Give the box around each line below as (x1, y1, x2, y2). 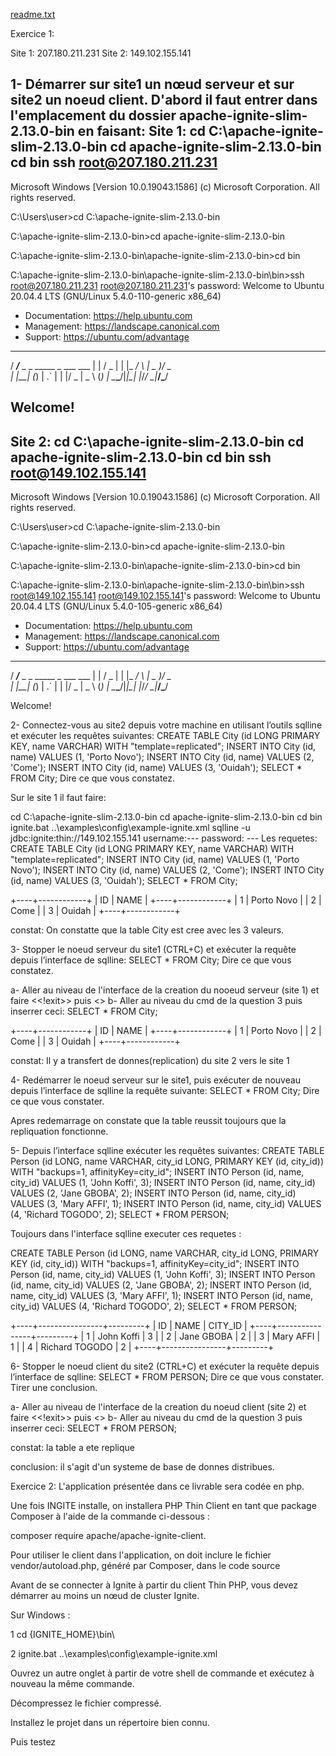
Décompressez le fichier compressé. (10, 1697, 162, 1709)
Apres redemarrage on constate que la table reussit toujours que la (10, 1115, 287, 1127)
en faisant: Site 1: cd (77, 123, 207, 140)
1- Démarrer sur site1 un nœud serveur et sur (10, 76, 295, 93)
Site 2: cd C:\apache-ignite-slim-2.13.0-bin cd (10, 433, 305, 450)
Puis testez (10, 1736, 57, 1748)
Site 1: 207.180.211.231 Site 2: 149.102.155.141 (10, 47, 192, 59)
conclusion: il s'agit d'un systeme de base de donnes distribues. (10, 1461, 275, 1473)
